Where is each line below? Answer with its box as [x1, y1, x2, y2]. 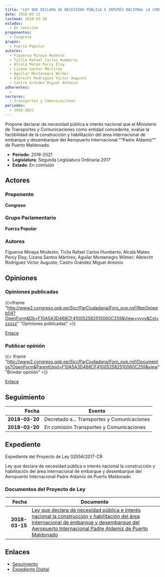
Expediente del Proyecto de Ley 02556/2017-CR [5, 453, 103, 460]
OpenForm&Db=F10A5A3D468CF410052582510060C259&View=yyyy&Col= [5, 315, 160, 321]
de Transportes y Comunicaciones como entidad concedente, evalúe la [5, 126, 150, 132]
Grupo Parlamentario [5, 214, 56, 221]
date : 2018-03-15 [5, 12, 41, 17]
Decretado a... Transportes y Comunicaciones [44, 416, 150, 423]
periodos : [5, 103, 26, 108]
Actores [5, 176, 30, 185]
